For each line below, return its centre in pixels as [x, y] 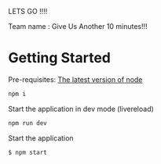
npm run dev [27, 123]
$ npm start [27, 152]
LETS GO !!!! [28, 11]
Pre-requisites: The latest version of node [75, 79]
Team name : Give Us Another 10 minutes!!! [78, 26]
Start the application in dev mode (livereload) [81, 109]
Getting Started [60, 58]
